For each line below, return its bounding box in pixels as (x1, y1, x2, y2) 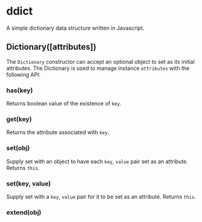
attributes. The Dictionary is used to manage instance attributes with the (6, 64, 190, 72)
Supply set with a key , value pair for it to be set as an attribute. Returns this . (6, 193, 197, 200)
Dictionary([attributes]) (6, 42, 97, 52)
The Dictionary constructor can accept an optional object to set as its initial (6, 58, 195, 65)
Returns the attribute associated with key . (6, 129, 109, 136)
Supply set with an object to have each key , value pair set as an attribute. (6, 158, 189, 165)
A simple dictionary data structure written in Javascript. (6, 24, 145, 32)
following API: (6, 71, 41, 78)
